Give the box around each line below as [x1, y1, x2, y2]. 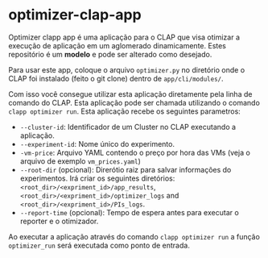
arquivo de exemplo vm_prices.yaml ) [19, 156, 141, 166]
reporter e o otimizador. [19, 216, 99, 226]
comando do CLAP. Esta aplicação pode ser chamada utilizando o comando [8, 98, 260, 107]
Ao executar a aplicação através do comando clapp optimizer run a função [8, 231, 260, 241]
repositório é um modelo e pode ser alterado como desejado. [8, 49, 212, 59]
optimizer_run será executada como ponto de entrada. [8, 240, 191, 250]
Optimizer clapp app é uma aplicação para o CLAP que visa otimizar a [8, 32, 240, 42]
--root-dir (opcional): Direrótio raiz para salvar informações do [19, 164, 232, 174]
